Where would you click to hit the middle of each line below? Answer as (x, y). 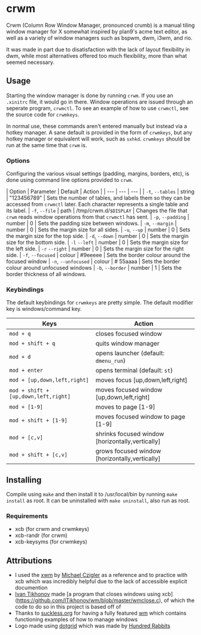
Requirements (27, 516)
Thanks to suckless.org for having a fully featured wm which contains (100, 613)
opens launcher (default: (130, 353)
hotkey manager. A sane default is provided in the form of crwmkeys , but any (99, 132)
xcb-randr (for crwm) (41, 535)
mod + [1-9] (26, 407)
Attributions (29, 561)
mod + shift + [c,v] (38, 455)
